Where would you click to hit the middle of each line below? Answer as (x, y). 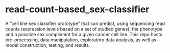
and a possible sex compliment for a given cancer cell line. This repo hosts (84, 34)
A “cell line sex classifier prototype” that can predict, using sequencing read (85, 23)
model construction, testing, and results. (48, 45)
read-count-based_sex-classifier (77, 9)
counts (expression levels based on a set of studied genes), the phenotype (84, 29)
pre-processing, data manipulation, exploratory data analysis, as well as (81, 40)
